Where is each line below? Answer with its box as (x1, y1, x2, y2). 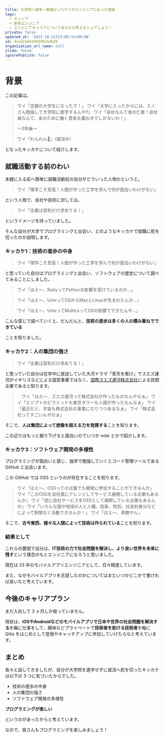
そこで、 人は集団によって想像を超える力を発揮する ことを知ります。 (5, 422, 141, 428)
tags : (5, 12, 16, 17)
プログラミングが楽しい (5, 706, 52, 712)
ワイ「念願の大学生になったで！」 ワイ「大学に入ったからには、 (17, 103, 147, 109)
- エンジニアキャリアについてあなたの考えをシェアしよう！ (9, 25, 112, 30)
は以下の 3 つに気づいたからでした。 (5, 673, 79, 679)
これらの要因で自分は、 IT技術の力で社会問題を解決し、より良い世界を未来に (5, 545, 159, 552)
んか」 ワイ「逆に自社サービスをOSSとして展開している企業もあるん (17, 497, 156, 503)
